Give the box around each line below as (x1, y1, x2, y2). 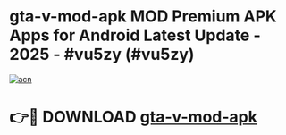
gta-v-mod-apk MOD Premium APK (9, 6, 277, 27)
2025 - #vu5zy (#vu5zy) (9, 45, 195, 64)
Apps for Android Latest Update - (9, 25, 261, 46)
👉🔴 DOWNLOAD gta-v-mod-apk (9, 107, 257, 127)
